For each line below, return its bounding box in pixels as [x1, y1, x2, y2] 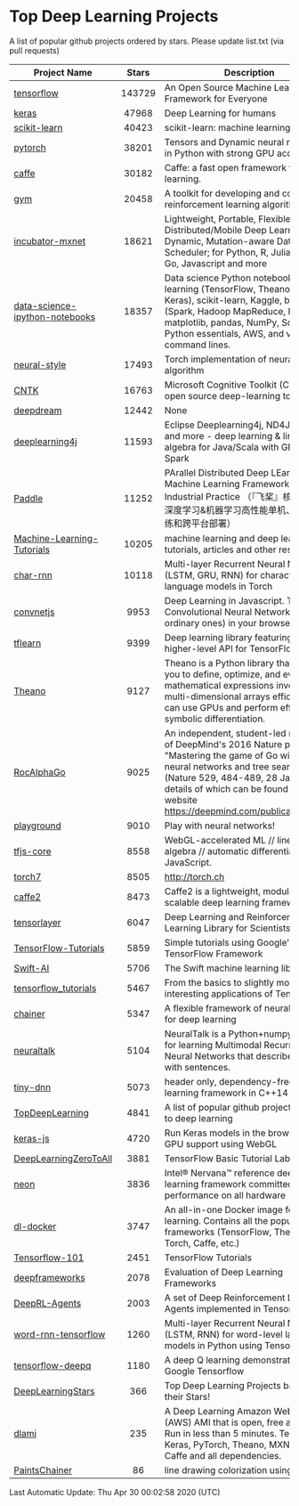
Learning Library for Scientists [164, 922, 291, 934]
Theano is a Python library [164, 656, 274, 669]
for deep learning [164, 1013, 238, 1025]
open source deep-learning [164, 389, 281, 402]
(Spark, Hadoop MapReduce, [164, 305, 287, 317]
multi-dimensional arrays [164, 690, 271, 703]
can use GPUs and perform [164, 701, 279, 713]
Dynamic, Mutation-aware [164, 234, 275, 247]
